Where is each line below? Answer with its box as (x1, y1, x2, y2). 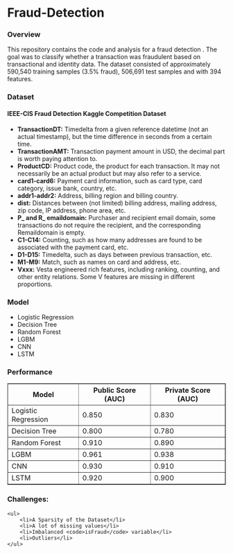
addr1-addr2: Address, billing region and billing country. (17, 191, 179, 199)
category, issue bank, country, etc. (17, 184, 117, 192)
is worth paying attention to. (17, 154, 98, 162)
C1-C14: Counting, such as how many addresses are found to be (17, 235, 202, 244)
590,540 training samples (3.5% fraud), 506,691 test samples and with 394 (7, 67, 222, 76)
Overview (7, 30, 41, 40)
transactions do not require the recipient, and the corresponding (17, 221, 201, 229)
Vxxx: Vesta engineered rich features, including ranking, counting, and (17, 265, 221, 274)
